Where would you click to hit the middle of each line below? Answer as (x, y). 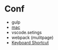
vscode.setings (26, 32)
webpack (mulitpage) (32, 37)
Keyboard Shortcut (30, 42)
